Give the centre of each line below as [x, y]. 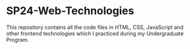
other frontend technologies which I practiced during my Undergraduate [95, 33]
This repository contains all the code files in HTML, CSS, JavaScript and [95, 27]
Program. [18, 40]
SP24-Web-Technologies [70, 11]
